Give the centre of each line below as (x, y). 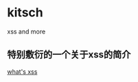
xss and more (26, 31)
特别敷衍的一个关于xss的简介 (69, 55)
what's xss (22, 71)
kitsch (25, 13)
